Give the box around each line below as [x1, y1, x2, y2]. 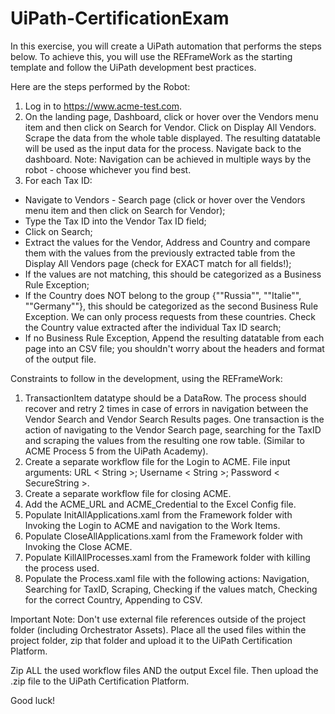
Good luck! [10, 694, 56, 706]
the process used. [24, 562, 100, 574]
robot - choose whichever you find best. [24, 163, 192, 176]
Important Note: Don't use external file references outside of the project [10, 613, 307, 625]
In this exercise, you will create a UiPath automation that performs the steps [10, 40, 322, 52]
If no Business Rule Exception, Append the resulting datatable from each [24, 332, 325, 344]
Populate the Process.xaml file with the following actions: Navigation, [24, 572, 310, 584]
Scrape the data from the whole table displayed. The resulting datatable [24, 132, 321, 144]
